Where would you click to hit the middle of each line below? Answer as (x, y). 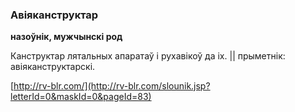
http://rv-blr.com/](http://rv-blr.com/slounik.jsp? (112, 86)
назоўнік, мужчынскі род (66, 37)
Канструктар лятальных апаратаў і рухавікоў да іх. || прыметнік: (148, 56)
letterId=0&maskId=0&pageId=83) (81, 97)
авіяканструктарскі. (53, 67)
